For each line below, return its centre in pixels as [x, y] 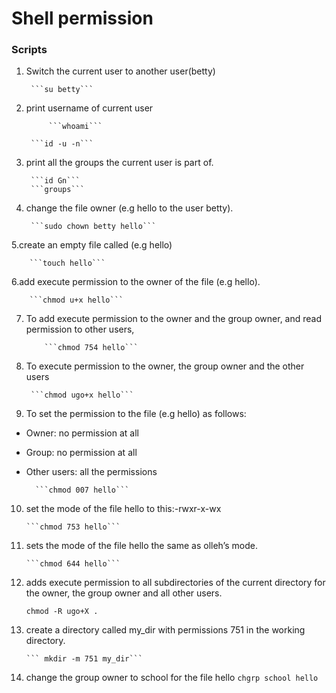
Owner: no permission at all [82, 433]
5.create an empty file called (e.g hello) [92, 245]
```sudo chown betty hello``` [93, 227]
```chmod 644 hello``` [73, 564]
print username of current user [89, 108]
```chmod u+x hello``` [76, 300]
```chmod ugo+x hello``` [82, 395]
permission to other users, [80, 329]
